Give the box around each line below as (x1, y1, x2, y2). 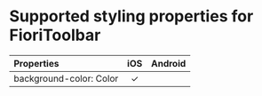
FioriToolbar (9, 25, 101, 45)
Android (150, 57, 187, 69)
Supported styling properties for (9, 6, 254, 27)
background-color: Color (13, 72, 119, 84)
